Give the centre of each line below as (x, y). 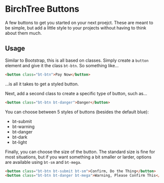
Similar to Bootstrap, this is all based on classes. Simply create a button (77, 60)
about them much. (23, 33)
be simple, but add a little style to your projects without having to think (76, 27)
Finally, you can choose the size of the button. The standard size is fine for (80, 152)
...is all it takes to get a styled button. (42, 84)
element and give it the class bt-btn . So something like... (62, 65)
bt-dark (20, 137)
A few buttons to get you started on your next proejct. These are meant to (79, 23)
